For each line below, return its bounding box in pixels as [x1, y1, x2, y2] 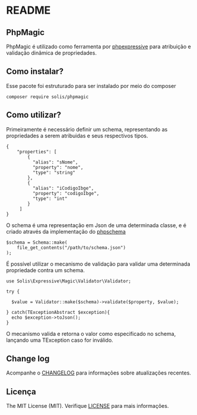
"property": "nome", [32, 164, 84, 170]
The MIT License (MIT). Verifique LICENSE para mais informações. [6, 403, 169, 410]
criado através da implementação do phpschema [6, 228, 126, 235]
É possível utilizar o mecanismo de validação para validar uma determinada [6, 260, 190, 268]
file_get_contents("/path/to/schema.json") [17, 244, 126, 250]
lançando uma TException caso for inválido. [6, 337, 114, 344]
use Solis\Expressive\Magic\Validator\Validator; [6, 278, 132, 284]
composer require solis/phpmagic [6, 93, 89, 100]
